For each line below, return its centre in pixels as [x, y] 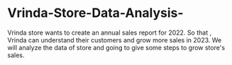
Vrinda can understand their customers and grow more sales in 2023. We [115, 40]
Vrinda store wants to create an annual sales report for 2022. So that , [109, 32]
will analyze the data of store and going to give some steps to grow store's [116, 47]
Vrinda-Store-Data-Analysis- [95, 13]
